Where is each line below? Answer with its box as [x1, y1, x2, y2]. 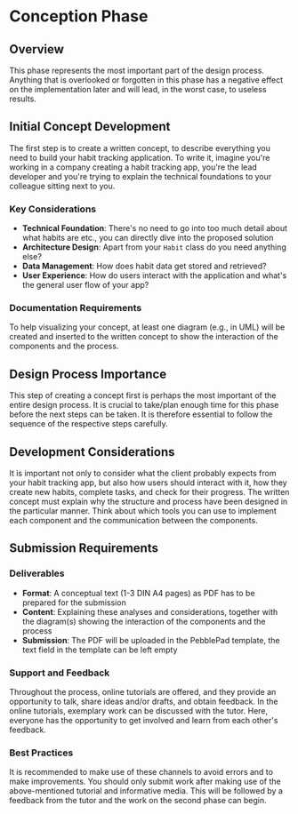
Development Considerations [9, 444, 175, 459]
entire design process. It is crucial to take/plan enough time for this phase [9, 400, 279, 411]
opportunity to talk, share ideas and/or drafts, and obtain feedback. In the [9, 696, 278, 707]
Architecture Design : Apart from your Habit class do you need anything [21, 242, 286, 252]
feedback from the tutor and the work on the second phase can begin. [9, 795, 267, 806]
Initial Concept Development [9, 119, 171, 134]
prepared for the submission [21, 597, 126, 608]
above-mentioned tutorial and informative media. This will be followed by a [9, 786, 283, 796]
